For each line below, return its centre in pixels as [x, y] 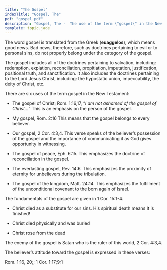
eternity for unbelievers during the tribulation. [59, 174]
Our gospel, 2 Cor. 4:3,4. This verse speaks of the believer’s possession [86, 133]
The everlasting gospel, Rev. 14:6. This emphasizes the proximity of [82, 169]
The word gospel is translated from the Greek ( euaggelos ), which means [80, 42]
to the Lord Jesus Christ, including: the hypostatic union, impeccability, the [82, 79]
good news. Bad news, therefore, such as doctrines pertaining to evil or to [81, 48]
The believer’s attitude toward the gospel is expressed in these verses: [78, 252]
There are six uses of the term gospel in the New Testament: [67, 94]
